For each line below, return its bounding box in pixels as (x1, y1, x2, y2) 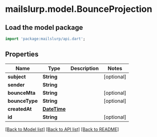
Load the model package (5, 23, 83, 32)
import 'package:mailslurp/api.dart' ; (5, 36, 85, 41)
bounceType (7, 97, 38, 104)
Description (70, 65, 99, 71)
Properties (5, 50, 39, 59)
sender (7, 81, 25, 88)
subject (7, 73, 26, 80)
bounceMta (7, 89, 36, 96)
